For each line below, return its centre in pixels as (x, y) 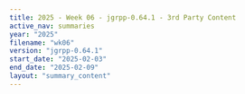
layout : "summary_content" (60, 76)
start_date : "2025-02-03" (58, 59)
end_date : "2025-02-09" (54, 68)
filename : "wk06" (42, 43)
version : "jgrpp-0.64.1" (56, 51)
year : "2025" (34, 34)
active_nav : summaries (52, 26)
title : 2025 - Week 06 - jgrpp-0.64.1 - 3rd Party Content (123, 17)
